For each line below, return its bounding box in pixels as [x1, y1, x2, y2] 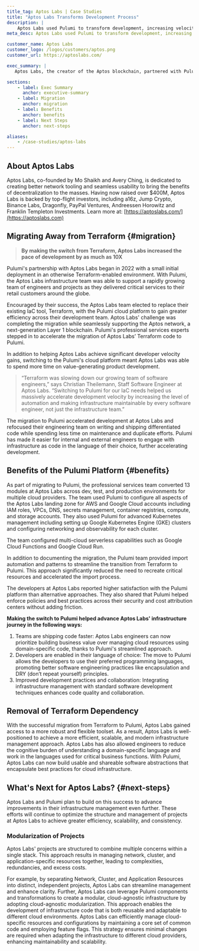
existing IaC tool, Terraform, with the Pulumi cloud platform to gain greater [6, 308, 188, 315]
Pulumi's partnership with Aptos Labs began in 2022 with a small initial [6, 264, 179, 272]
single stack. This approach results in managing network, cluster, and [6, 851, 176, 859]
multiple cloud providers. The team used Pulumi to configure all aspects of [6, 494, 188, 501]
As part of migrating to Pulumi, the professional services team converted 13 [6, 481, 191, 488]
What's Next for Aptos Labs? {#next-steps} [6, 783, 171, 793]
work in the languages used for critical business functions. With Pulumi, [6, 753, 181, 760]
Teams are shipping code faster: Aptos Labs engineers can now [15, 632, 171, 639]
